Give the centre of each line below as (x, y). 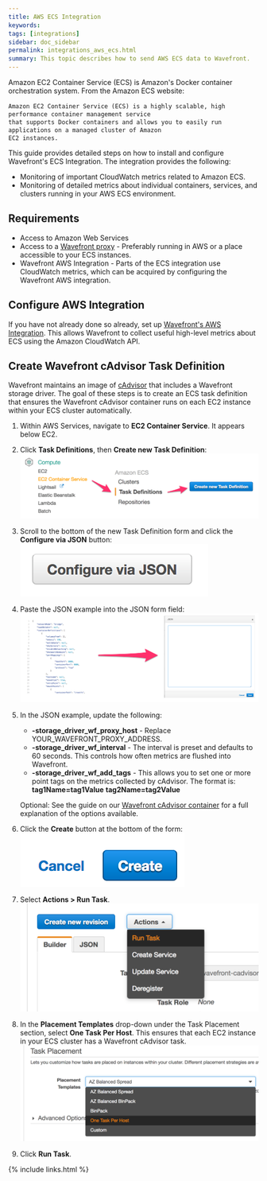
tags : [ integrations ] (44, 33)
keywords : (25, 25)
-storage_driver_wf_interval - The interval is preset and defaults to (142, 747)
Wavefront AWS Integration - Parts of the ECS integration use (120, 263)
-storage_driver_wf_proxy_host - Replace (101, 730)
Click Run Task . (45, 1154)
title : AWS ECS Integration (55, 17)
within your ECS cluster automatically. (70, 410)
